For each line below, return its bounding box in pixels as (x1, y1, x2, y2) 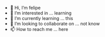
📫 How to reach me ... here (10, 26, 68, 32)
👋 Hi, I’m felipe (10, 5, 41, 10)
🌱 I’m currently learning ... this (10, 15, 73, 21)
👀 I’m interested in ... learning (10, 10, 72, 16)
